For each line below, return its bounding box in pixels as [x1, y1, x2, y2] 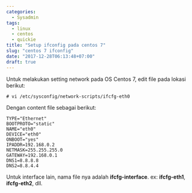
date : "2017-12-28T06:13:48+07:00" [6, 53, 95, 59]
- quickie [11, 37, 36, 43]
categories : [6, 8, 36, 15]
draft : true [6, 59, 36, 65]
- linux [11, 25, 31, 32]
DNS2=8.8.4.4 [6, 162, 39, 168]
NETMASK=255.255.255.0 [6, 147, 63, 153]
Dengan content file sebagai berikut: [6, 104, 97, 111]
